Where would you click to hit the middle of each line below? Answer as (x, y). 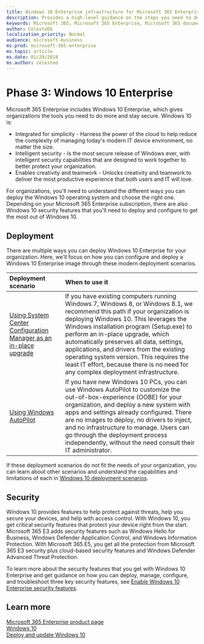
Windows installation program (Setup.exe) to (129, 327)
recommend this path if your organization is (127, 311)
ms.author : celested (32, 63)
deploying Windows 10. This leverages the (126, 319)
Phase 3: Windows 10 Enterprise (90, 93)
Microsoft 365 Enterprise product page (55, 622)
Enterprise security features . (42, 588)
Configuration (29, 330)
